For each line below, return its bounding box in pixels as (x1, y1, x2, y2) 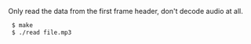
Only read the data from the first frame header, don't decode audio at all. (8, 7, 243, 15)
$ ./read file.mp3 (11, 29, 72, 36)
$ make (11, 22, 34, 29)
